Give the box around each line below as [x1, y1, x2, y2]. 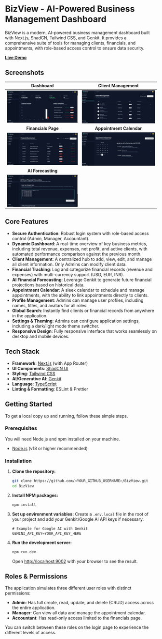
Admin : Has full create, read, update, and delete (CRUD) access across [12, 600, 154, 606]
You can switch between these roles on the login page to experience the [5, 624, 149, 630]
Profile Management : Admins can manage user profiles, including [12, 297, 144, 303]
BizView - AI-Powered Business [5, 3, 135, 15]
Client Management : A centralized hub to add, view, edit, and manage [12, 256, 152, 262]
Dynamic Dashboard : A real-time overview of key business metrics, [12, 241, 148, 247]
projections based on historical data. [12, 282, 85, 288]
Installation [5, 457, 32, 464]
